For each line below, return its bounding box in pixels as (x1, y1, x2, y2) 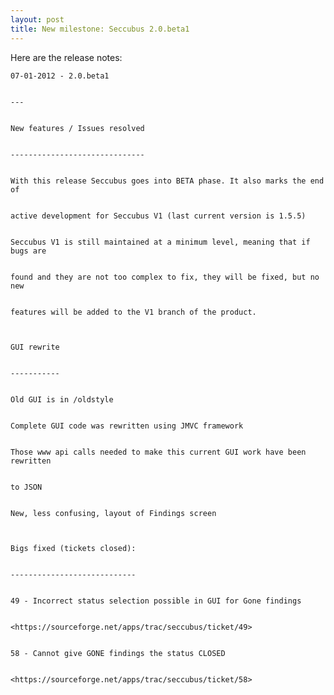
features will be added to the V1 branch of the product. (10, 307, 257, 317)
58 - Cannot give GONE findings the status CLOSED (10, 648, 226, 658)
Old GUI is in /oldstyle (10, 394, 114, 405)
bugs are (10, 246, 47, 256)
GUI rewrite (10, 342, 60, 352)
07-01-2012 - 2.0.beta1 (10, 71, 110, 81)
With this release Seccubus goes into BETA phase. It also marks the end (10, 176, 325, 186)
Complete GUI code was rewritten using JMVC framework (10, 421, 244, 431)
